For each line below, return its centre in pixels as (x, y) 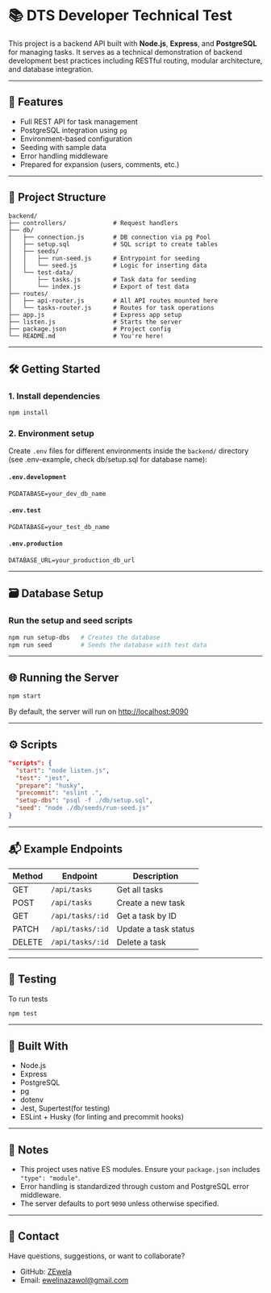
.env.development (38, 478)
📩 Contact (34, 1236)
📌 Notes (29, 1150)
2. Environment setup (51, 434)
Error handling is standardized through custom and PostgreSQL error (134, 1187)
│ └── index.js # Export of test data (99, 286)
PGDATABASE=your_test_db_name (59, 527)
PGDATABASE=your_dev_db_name (57, 494)
